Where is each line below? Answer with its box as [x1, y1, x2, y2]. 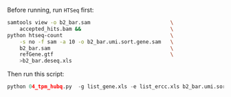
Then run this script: [7, 70, 65, 78]
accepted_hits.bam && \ [19, 25, 174, 32]
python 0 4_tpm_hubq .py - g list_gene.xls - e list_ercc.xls [7, 83, 180, 90]
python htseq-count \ [7, 32, 174, 39]
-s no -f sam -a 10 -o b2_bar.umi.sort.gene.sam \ [19, 38, 174, 45]
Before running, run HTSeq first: [7, 6, 94, 14]
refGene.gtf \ [19, 51, 174, 58]
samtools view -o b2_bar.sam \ [7, 19, 174, 26]
